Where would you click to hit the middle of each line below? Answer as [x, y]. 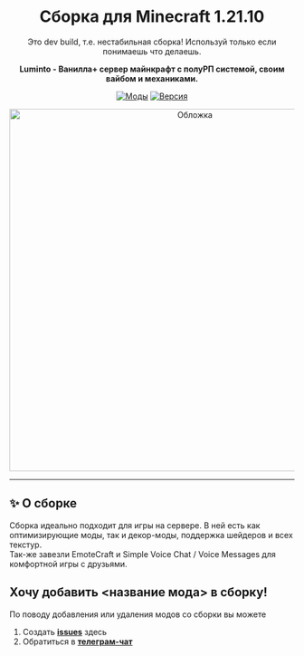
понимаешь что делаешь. [152, 51]
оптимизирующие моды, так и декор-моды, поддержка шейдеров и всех [152, 535]
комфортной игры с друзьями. [69, 564]
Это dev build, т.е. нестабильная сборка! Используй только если [152, 42]
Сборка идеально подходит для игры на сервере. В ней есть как [135, 525]
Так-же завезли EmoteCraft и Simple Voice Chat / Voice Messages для [142, 554]
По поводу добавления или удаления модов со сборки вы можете [138, 614]
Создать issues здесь [64, 632]
